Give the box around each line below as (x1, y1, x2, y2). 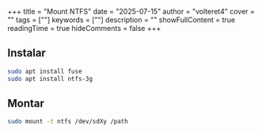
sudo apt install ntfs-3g (7, 74, 93, 82)
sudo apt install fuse (7, 67, 82, 75)
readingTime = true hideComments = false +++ (7, 24, 161, 32)
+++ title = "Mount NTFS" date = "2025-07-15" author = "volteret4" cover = (7, 7, 255, 16)
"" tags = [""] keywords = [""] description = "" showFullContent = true (7, 15, 235, 25)
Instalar (7, 47, 47, 60)
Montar (7, 97, 45, 110)
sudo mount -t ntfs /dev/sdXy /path (7, 118, 128, 126)
